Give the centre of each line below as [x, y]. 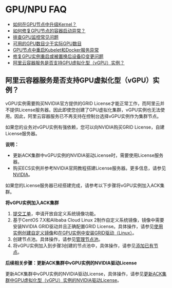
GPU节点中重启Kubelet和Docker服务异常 [56, 50]
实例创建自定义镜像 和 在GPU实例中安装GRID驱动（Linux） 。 [75, 233]
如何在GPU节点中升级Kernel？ [45, 24]
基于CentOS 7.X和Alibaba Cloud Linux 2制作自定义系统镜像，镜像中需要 [88, 220]
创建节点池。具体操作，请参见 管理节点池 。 [58, 239]
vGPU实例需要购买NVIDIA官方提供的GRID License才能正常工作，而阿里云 [83, 103]
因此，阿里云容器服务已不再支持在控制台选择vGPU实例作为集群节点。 [88, 116]
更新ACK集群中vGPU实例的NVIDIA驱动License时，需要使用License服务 [88, 155]
